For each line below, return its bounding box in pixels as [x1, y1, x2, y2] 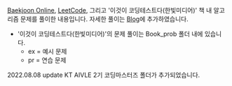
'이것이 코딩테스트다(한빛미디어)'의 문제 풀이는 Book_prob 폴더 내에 [17, 30, 203, 38]
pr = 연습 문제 [27, 56, 67, 64]
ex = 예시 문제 [27, 48, 67, 55]
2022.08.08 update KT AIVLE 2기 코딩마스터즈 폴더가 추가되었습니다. [7, 71, 200, 79]
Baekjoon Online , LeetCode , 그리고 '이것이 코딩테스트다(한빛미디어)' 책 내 [7, 6, 212, 14]
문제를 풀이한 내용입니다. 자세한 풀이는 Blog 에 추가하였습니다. [20, 15, 189, 23]
